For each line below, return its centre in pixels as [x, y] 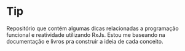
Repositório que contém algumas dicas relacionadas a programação [93, 28]
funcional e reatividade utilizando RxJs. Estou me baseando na [86, 34]
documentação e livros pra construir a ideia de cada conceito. [85, 41]
